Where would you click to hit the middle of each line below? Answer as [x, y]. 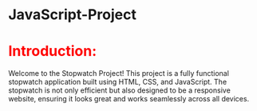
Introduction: [53, 52]
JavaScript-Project [73, 15]
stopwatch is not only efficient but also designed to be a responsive [120, 90]
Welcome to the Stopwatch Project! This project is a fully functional [119, 73]
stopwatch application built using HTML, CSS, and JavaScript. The [118, 82]
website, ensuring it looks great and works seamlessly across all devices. [129, 99]
